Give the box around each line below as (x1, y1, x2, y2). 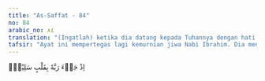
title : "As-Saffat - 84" (8, 11, 90, 20)
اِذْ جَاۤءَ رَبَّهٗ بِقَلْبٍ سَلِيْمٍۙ (8, 62, 85, 72)
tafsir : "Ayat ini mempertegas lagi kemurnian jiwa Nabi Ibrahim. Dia (8, 41, 245, 49)
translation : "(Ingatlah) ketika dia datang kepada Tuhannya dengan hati (8, 33, 256, 42)
